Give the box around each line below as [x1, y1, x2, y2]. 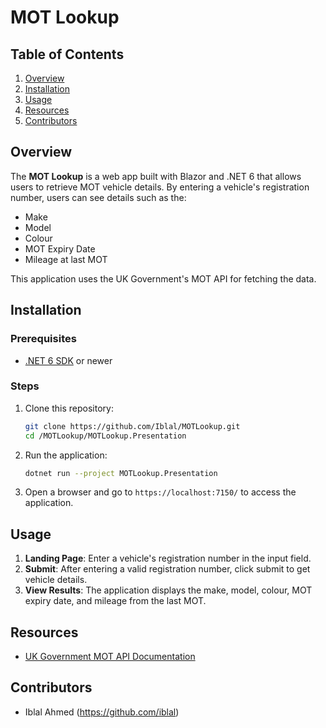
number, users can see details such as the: [10, 191, 187, 203]
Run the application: [24, 449, 108, 461]
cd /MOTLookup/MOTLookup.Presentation [24, 431, 187, 441]
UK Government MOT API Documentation [24, 651, 196, 663]
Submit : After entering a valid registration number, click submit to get [24, 563, 311, 575]
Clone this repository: [24, 402, 114, 414]
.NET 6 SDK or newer [24, 354, 113, 366]
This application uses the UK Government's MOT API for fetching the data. [10, 272, 317, 285]
